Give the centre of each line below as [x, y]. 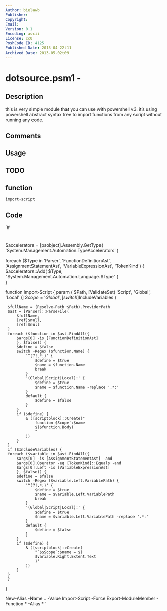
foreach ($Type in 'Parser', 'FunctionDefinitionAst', [58, 261]
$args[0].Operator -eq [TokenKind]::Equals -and [69, 463]
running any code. [24, 120]
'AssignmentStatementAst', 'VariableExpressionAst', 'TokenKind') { [75, 266]
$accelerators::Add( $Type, [34, 271]
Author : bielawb [22, 10]
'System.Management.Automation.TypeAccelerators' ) [62, 251]
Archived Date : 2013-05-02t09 [37, 53]
